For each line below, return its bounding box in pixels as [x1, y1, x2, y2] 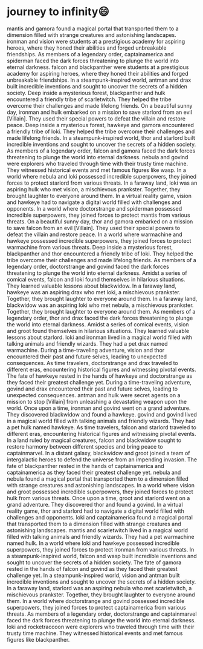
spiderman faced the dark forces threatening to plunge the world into [7, 57, 179, 64]
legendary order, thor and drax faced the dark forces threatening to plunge [7, 314, 193, 321]
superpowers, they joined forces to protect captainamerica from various [7, 604, 186, 611]
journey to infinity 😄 [7, 5, 109, 19]
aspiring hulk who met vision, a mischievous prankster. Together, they [7, 185, 181, 193]
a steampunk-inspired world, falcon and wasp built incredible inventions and [7, 552, 197, 559]
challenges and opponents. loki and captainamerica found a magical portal [7, 513, 193, 521]
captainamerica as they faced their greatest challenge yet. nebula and [7, 469, 181, 476]
